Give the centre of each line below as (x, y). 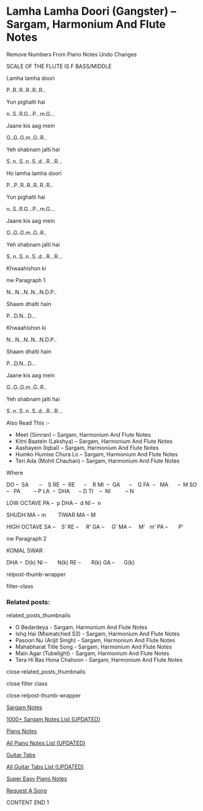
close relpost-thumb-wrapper (44, 696)
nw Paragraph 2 (27, 539)
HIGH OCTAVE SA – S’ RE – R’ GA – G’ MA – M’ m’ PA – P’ (95, 526)
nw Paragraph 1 (26, 280)
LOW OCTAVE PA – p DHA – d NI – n (54, 503)
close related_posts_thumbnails (46, 672)
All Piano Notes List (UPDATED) (46, 743)
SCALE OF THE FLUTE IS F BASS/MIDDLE (59, 66)
